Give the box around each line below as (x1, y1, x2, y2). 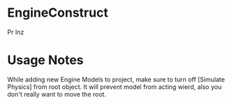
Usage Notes (7, 52, 84, 68)
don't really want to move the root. (7, 90, 107, 98)
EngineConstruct (7, 5, 108, 21)
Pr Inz (7, 28, 24, 36)
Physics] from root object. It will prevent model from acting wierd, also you (7, 82, 222, 91)
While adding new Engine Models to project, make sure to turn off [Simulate (7, 75, 225, 83)
